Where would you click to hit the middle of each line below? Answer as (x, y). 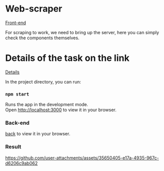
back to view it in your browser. (38, 134)
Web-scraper (34, 9)
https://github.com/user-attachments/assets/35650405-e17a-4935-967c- (82, 158)
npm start (17, 94)
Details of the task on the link (67, 58)
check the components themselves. (42, 38)
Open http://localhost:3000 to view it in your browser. (61, 110)
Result (13, 147)
